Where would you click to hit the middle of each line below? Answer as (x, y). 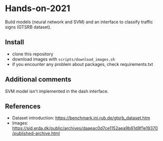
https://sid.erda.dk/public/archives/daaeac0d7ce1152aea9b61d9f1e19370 (85, 128)
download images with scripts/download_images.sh (63, 59)
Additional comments (38, 80)
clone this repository (33, 54)
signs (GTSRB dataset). (28, 27)
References (23, 106)
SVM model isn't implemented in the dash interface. (57, 91)
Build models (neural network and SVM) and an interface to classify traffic (79, 22)
